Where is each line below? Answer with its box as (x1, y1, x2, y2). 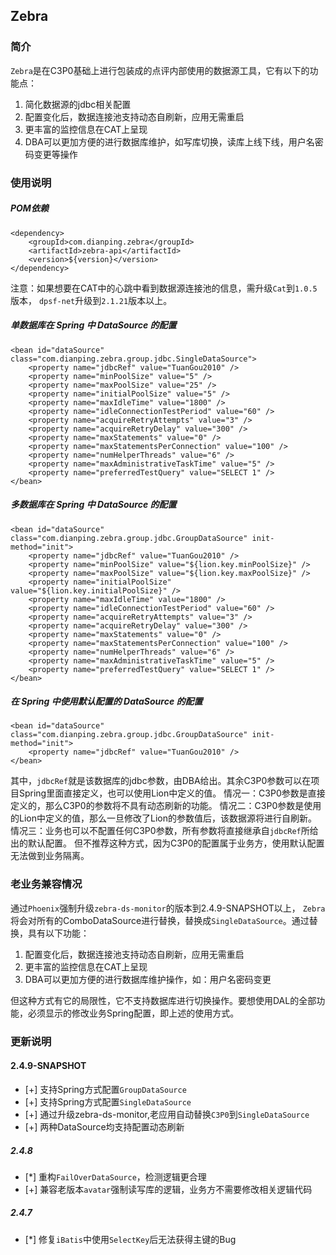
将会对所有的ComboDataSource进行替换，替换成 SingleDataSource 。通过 (10, 914, 310, 926)
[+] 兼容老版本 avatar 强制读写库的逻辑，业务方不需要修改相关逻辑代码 (24, 1183, 313, 1195)
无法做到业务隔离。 (10, 850, 90, 862)
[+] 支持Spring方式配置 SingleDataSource (24, 1095, 192, 1108)
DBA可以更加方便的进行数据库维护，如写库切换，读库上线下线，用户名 (24, 135, 315, 148)
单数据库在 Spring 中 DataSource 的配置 (10, 319, 177, 331)
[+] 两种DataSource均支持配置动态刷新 (24, 1120, 185, 1133)
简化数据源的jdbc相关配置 (24, 98, 132, 110)
